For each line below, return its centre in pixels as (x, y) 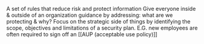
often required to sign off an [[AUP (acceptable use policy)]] (82, 34)
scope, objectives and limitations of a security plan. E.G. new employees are (102, 28)
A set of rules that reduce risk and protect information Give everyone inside (101, 9)
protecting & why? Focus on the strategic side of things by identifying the (98, 21)
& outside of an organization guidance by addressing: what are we (89, 15)
